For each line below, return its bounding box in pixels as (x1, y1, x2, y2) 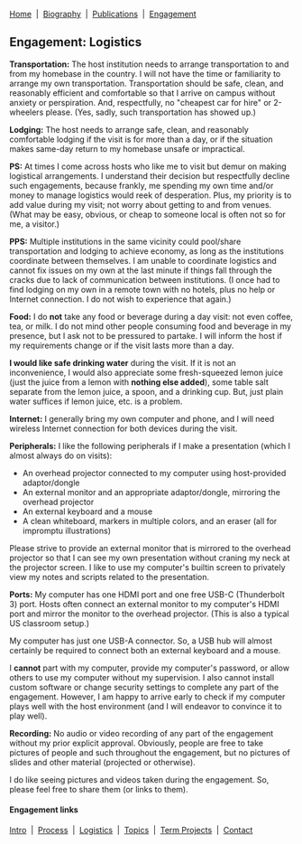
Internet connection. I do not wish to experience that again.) (9, 294, 232, 305)
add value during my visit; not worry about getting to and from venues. (9, 199, 272, 210)
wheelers (9, 107, 44, 117)
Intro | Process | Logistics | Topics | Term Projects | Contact (9, 825, 253, 836)
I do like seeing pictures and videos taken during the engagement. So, (9, 774, 270, 785)
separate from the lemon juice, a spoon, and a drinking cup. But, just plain (9, 386, 284, 397)
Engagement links (9, 804, 78, 815)
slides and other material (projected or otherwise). (9, 756, 196, 767)
